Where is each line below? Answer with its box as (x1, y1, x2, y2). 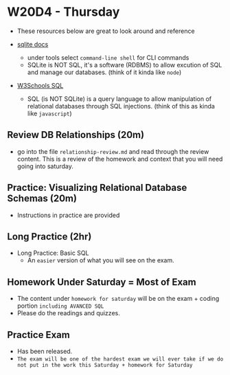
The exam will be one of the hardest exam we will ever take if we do (16, 356, 224, 363)
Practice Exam (7, 329, 70, 341)
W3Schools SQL (16, 81, 64, 89)
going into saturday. (16, 162, 74, 170)
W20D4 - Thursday (7, 4, 120, 20)
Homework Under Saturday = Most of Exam (7, 276, 197, 288)
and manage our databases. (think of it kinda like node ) (27, 68, 182, 76)
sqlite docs (16, 40, 49, 48)
